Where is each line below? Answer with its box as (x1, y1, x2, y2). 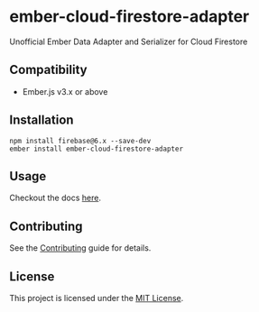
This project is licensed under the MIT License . (9, 293, 184, 303)
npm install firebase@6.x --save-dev (9, 136, 152, 145)
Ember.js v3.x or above (22, 86, 108, 96)
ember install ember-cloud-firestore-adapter (9, 144, 183, 153)
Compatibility (9, 62, 88, 78)
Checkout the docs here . (9, 192, 102, 204)
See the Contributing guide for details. (9, 243, 152, 253)
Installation (9, 113, 74, 128)
